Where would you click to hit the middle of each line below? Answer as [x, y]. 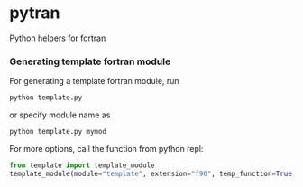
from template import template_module [82, 165]
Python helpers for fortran [58, 38]
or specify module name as [60, 115]
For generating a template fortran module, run [94, 81]
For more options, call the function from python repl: [106, 148]
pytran [35, 13]
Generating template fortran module [90, 61]
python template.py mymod [58, 132]
